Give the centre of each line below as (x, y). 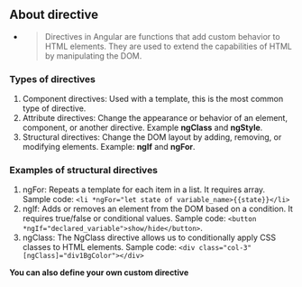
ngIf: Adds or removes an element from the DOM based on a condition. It (157, 209)
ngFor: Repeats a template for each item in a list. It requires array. (144, 190)
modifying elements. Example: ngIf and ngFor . (109, 147)
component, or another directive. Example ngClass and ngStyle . (142, 128)
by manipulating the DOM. (93, 56)
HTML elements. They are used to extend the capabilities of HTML (169, 46)
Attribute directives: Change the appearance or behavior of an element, (155, 118)
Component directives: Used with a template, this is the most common (153, 99)
